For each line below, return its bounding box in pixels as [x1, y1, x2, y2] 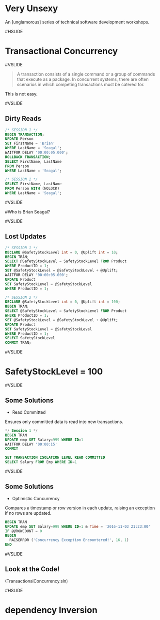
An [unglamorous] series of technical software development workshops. [5, 19, 149, 25]
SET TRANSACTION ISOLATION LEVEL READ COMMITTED [5, 455, 105, 460]
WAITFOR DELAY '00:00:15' [5, 442, 57, 446]
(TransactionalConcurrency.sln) [5, 578, 68, 584]
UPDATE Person [5, 136, 34, 141]
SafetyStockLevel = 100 [5, 366, 103, 377]
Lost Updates [5, 232, 46, 241]
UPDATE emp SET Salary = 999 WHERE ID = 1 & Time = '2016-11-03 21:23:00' [5, 524, 151, 529]
